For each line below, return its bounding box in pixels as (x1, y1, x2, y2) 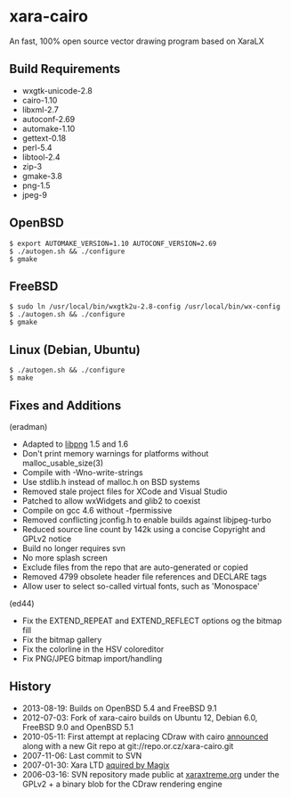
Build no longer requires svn (21, 543, 126, 554)
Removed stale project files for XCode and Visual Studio (21, 486, 228, 497)
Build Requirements (9, 62, 121, 77)
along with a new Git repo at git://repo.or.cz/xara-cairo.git (21, 740, 234, 751)
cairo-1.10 (21, 95, 58, 105)
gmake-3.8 (21, 170, 63, 181)
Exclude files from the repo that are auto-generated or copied (21, 562, 248, 572)
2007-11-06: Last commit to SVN (21, 750, 142, 761)
